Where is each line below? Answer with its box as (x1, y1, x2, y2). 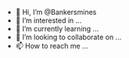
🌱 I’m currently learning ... (15, 24, 99, 33)
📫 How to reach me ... (15, 42, 88, 50)
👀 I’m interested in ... (15, 16, 82, 25)
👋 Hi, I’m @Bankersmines (15, 8, 97, 16)
